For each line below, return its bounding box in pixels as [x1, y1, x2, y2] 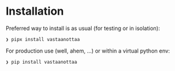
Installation [6, 4, 64, 18]
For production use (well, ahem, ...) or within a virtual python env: [6, 47, 170, 54]
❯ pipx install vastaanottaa [6, 36, 80, 42]
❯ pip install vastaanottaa [6, 59, 78, 65]
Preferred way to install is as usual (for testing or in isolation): [6, 24, 160, 32]
